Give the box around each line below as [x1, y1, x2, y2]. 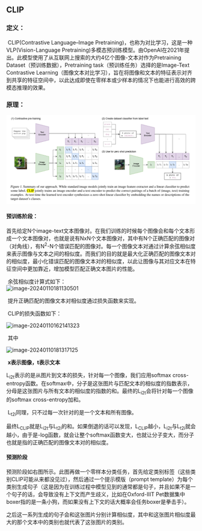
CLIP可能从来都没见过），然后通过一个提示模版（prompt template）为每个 [11, 475, 194, 483]
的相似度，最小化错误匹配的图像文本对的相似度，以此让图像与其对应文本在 [6, 257, 191, 265]
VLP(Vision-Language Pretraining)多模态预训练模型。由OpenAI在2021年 [6, 46, 185, 54]
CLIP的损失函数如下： [7, 310, 62, 317]
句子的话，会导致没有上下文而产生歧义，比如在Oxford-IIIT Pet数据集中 [11, 490, 185, 498]
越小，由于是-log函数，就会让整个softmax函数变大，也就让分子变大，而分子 [6, 431, 194, 438]
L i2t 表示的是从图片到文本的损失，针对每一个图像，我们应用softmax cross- [6, 371, 189, 380]
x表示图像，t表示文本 [7, 358, 61, 366]
